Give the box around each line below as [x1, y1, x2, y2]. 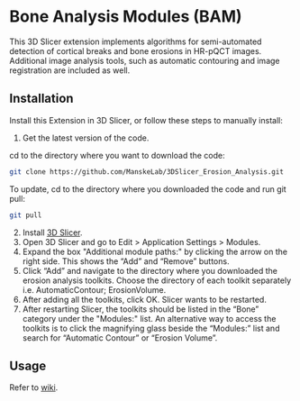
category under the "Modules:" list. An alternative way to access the [22, 313, 277, 324]
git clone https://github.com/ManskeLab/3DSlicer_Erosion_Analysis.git [9, 167, 284, 177]
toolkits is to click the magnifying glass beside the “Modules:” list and [22, 323, 280, 333]
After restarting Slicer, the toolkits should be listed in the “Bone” [22, 304, 259, 314]
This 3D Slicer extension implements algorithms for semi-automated [9, 36, 262, 47]
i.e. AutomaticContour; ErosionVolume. [22, 284, 167, 295]
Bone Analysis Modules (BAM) [9, 6, 242, 27]
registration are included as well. [9, 65, 131, 76]
